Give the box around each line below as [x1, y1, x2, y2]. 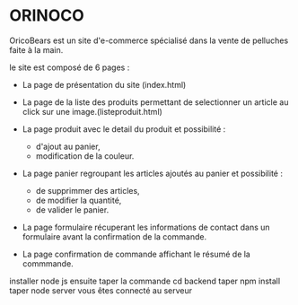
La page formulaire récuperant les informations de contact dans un [22, 222, 271, 232]
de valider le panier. [35, 204, 110, 215]
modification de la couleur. [35, 150, 135, 161]
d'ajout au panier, [35, 141, 101, 152]
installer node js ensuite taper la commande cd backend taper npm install [9, 275, 281, 286]
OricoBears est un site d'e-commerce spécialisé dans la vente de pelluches [9, 35, 289, 46]
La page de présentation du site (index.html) [22, 79, 187, 90]
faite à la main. [9, 44, 64, 55]
